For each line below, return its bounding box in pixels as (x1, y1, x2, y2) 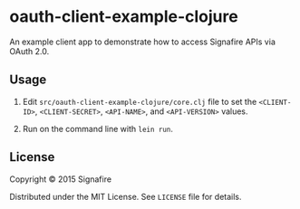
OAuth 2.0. (9, 45, 50, 56)
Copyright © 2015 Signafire (9, 174, 111, 185)
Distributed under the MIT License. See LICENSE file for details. (9, 191, 242, 202)
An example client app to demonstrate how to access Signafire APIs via (9, 36, 276, 47)
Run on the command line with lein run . (22, 123, 174, 134)
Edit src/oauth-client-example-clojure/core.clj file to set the (22, 96, 257, 107)
